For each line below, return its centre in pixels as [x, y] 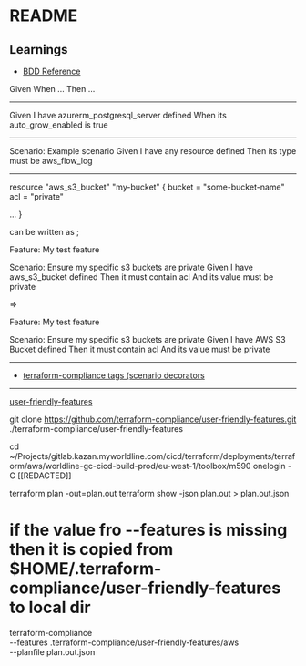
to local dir [50, 608]
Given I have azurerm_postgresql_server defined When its [118, 115]
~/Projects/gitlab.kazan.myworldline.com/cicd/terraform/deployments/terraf [153, 456]
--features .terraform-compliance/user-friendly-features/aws [124, 642]
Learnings [39, 50]
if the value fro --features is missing [148, 530]
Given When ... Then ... [52, 89]
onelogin [269, 466]
